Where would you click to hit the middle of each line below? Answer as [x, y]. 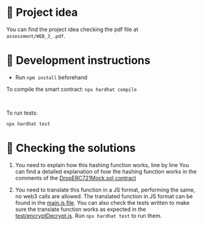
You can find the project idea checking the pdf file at [72, 29]
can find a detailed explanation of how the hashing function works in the [106, 171]
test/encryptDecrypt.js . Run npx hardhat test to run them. [88, 215]
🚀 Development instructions [78, 61]
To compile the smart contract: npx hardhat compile [72, 89]
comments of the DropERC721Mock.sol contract [76, 178]
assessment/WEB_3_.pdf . [36, 35]
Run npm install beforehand [51, 77]
